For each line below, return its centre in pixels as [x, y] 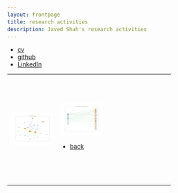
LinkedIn [29, 64]
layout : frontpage [34, 15]
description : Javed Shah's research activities [77, 29]
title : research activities [48, 22]
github [26, 57]
